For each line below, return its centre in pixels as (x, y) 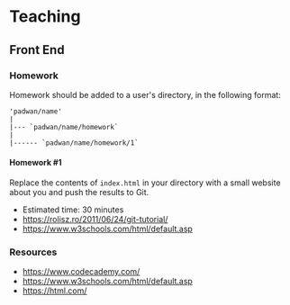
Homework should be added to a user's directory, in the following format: (145, 94)
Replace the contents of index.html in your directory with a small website (145, 183)
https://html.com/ (54, 291)
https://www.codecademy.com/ (81, 272)
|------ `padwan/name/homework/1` (74, 143)
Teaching (45, 17)
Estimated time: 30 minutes (73, 210)
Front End (37, 50)
